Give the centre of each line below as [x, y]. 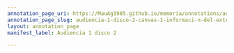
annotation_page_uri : [39, 13]
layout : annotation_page [43, 26]
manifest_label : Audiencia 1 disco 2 [62, 33]
